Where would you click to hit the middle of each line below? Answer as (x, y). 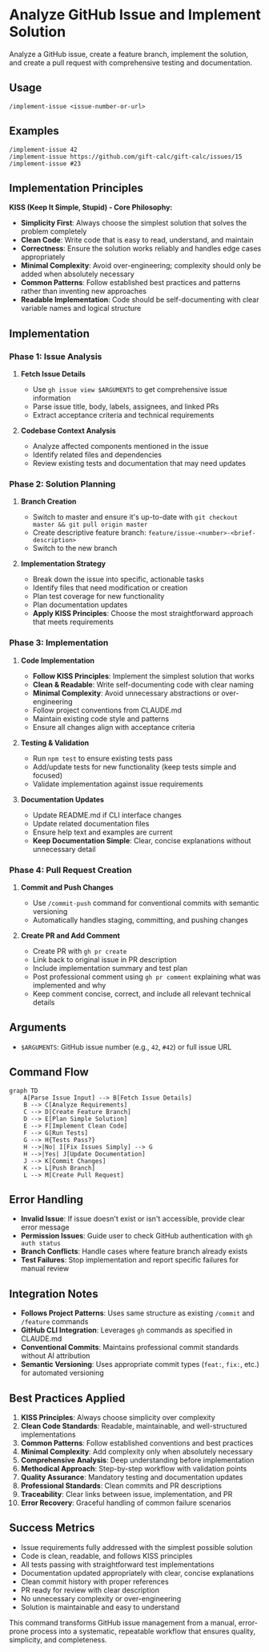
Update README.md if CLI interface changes (107, 815)
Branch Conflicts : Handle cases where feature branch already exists (134, 1251)
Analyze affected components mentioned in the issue (120, 447)
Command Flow (49, 1073)
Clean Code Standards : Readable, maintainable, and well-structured (134, 1426)
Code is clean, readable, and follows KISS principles (106, 1556)
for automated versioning (62, 1373)
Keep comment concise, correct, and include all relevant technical (142, 993)
